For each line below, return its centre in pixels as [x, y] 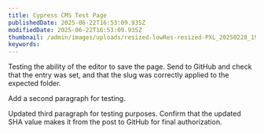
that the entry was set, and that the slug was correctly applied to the [119, 75]
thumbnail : [26, 37]
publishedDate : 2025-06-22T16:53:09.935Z [77, 23]
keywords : [24, 45]
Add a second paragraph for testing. [67, 99]
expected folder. [35, 84]
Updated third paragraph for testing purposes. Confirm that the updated [125, 113]
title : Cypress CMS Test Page [58, 15]
